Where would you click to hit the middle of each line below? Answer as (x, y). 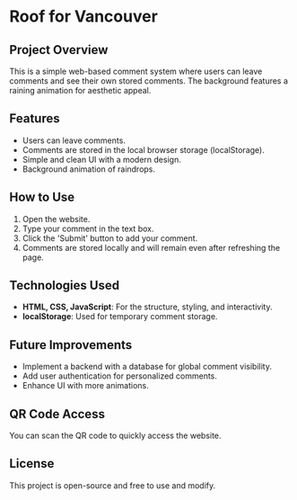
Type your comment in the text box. (88, 228)
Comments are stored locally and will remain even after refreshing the (151, 247)
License (32, 464)
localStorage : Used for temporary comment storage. (120, 317)
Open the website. (56, 219)
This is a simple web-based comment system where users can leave (136, 71)
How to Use (42, 197)
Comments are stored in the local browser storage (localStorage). (143, 149)
